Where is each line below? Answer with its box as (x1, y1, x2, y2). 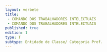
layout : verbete (5, 7, 39, 12)
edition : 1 (5, 30, 28, 35)
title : (5, 12, 19, 17)
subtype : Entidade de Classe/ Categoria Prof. (5, 40, 103, 45)
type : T (5, 35, 21, 40)
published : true (5, 26, 39, 31)
